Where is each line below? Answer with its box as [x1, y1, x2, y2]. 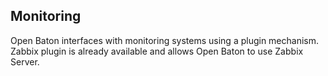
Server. [10, 55, 40, 68]
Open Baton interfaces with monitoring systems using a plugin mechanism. [10, 34, 320, 46]
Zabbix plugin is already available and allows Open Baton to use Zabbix [10, 45, 304, 57]
